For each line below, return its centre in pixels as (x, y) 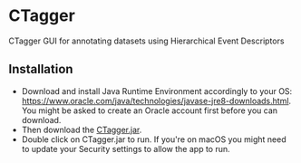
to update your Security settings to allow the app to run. (126, 149)
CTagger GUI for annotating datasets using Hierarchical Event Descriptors (146, 41)
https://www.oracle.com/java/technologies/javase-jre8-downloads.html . (156, 101)
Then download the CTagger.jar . (82, 129)
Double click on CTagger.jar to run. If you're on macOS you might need (154, 139)
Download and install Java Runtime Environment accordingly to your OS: (157, 91)
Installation (41, 69)
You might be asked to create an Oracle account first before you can (150, 110)
